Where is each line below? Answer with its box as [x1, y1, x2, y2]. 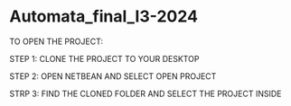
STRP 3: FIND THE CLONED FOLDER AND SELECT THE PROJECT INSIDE [9, 88, 282, 99]
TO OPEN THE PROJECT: [9, 36, 104, 47]
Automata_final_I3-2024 [9, 6, 199, 27]
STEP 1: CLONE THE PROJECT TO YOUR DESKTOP [9, 53, 200, 64]
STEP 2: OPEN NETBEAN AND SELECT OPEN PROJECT [9, 70, 217, 82]
